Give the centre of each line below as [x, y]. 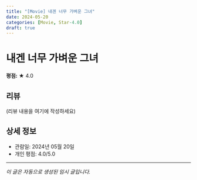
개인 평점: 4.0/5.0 [35, 154]
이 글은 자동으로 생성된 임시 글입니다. [48, 172]
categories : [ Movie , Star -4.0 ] [44, 22]
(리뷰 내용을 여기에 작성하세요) [41, 111]
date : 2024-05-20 [27, 17]
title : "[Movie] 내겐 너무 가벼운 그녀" [50, 11]
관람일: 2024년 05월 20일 [45, 146]
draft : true [21, 28]
